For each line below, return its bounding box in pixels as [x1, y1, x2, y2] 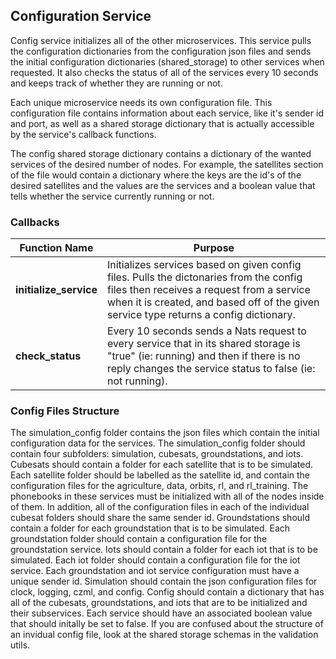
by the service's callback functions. [10, 128, 157, 140]
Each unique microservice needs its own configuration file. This [10, 96, 273, 108]
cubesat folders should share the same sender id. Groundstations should [10, 512, 311, 524]
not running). [106, 374, 168, 388]
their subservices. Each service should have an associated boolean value [10, 607, 313, 619]
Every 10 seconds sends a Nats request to [106, 324, 307, 338]
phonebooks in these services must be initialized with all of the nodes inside [10, 490, 325, 503]
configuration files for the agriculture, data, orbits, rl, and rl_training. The [10, 480, 309, 492]
